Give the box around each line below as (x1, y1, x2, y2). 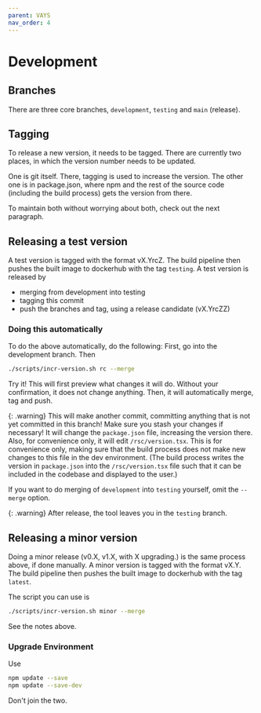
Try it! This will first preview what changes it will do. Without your (8, 379, 219, 389)
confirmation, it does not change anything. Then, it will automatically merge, (8, 388, 254, 397)
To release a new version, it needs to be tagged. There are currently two (8, 148, 241, 158)
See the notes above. (8, 621, 77, 631)
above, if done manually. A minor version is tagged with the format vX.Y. (8, 561, 241, 570)
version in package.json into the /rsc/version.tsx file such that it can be (8, 461, 241, 471)
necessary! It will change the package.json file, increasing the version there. (8, 428, 253, 437)
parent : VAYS (8, 11, 51, 20)
